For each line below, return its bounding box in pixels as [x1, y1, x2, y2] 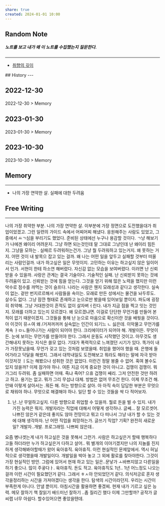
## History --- [5, 72, 34, 78]
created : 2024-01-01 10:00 [5, 12, 60, 17]
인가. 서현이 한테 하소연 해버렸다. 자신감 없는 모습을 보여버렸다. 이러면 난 [10, 266, 149, 271]
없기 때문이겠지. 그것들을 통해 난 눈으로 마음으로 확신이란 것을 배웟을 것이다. [14, 315, 160, 321]
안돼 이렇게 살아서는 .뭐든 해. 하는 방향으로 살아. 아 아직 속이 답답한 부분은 [5, 382, 146, 388]
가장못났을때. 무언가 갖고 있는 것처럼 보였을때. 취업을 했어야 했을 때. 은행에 [10, 345, 153, 352]
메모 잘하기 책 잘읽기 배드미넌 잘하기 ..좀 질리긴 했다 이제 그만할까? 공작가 [11, 489, 152, 495]
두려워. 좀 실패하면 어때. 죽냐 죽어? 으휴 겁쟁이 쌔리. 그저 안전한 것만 [18, 370, 148, 376]
